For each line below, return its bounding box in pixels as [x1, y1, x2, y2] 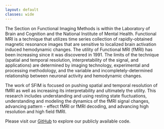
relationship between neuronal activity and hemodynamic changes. [5, 73, 142, 79]
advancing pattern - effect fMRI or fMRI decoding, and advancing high [5, 103, 149, 109]
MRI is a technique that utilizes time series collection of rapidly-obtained [5, 36, 153, 42]
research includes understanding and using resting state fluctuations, [5, 92, 147, 99]
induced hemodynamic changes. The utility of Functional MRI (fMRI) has [5, 46, 153, 52]
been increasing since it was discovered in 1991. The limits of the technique [5, 51, 160, 57]
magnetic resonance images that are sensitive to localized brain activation [5, 41, 157, 47]
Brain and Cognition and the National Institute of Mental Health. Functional [5, 31, 157, 37]
